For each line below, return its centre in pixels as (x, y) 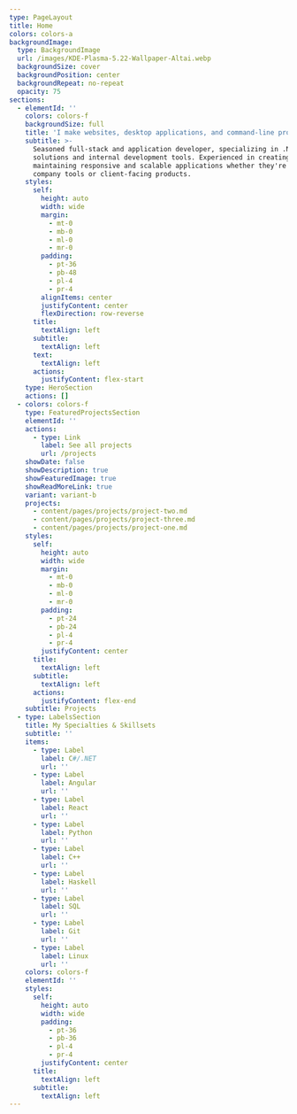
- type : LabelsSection (59, 717)
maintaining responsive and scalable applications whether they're (160, 166)
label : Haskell (69, 882)
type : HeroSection (59, 388)
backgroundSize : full (65, 125)
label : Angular (69, 783)
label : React (65, 808)
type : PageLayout (41, 17)
